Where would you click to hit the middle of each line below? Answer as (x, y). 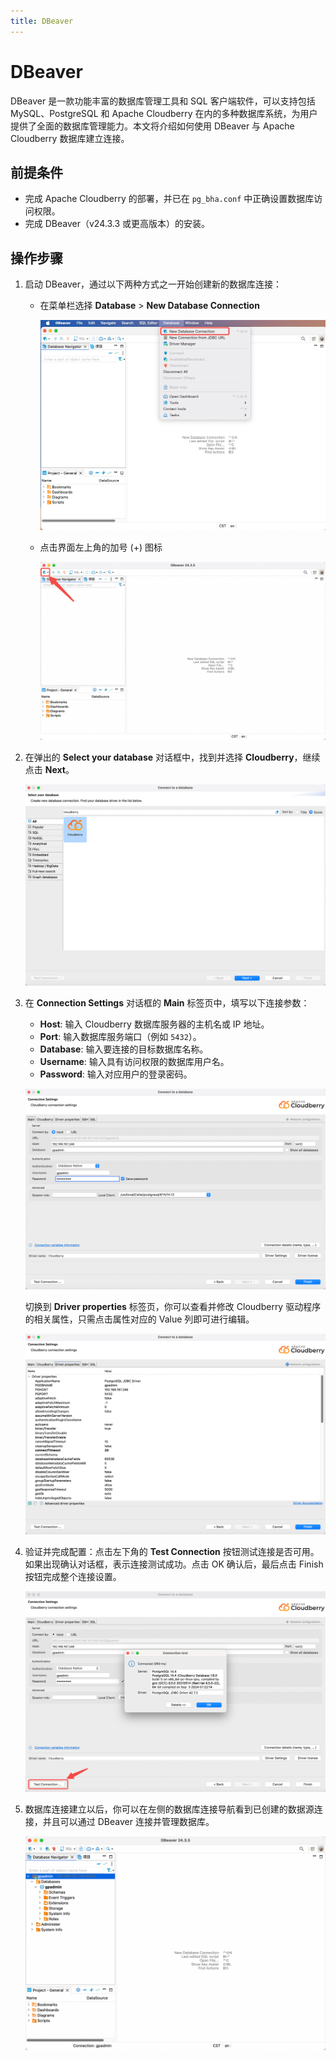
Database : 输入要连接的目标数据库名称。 (124, 1049)
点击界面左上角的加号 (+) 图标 (101, 547)
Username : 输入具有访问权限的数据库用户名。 (134, 1061)
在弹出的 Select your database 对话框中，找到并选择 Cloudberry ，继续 (172, 757)
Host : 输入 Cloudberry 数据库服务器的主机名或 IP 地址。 (154, 1024)
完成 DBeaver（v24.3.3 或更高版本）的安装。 (117, 224)
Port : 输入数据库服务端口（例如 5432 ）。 (120, 1036)
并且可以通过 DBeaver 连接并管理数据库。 (128, 1822)
